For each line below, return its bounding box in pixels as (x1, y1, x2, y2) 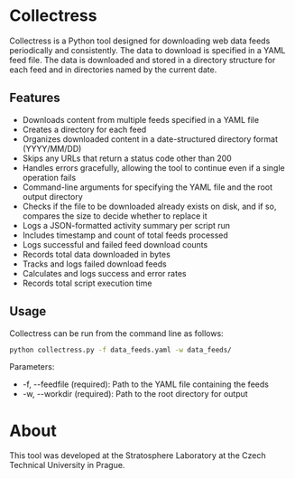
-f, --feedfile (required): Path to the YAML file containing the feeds (22, 379, 269, 390)
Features (9, 90, 60, 106)
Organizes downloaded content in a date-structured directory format (22, 133, 278, 145)
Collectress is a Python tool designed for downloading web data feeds (9, 35, 271, 46)
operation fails (22, 172, 77, 183)
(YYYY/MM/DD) (22, 143, 82, 154)
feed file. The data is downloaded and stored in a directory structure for (9, 54, 276, 65)
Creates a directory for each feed (22, 124, 147, 135)
